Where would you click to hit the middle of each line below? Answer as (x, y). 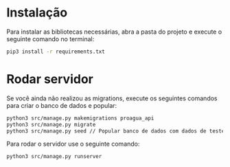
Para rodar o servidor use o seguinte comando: (73, 144)
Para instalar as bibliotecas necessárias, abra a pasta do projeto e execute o (114, 32)
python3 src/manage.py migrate (51, 124)
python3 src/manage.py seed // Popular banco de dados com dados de (106, 131)
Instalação (37, 13)
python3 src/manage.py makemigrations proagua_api (80, 118)
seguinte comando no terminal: (50, 38)
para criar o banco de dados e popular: (62, 105)
